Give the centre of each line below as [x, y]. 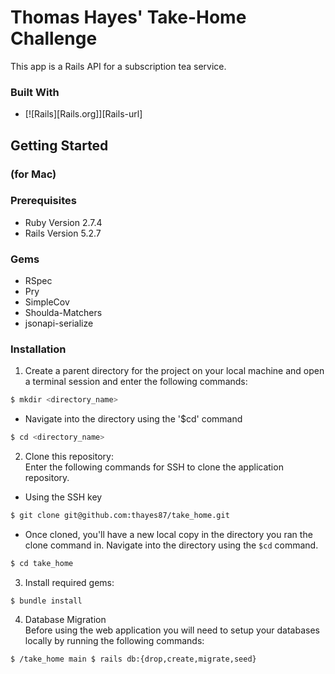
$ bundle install [46, 601]
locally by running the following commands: [114, 640]
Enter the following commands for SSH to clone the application [154, 467]
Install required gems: [69, 582]
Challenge [54, 38]
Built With [35, 92]
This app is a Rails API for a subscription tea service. [118, 66]
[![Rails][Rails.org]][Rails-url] [83, 114]
